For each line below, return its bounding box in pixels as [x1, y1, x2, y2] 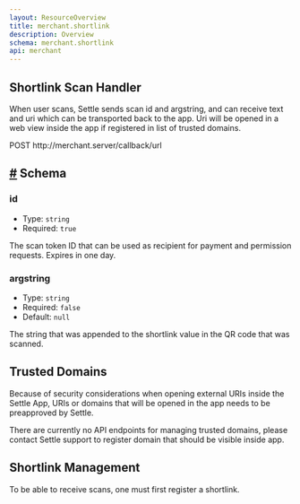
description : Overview [9, 30, 94, 39]
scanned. [9, 338, 44, 349]
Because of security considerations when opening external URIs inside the [9, 387, 285, 399]
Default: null [21, 311, 70, 322]
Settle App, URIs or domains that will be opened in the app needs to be [9, 397, 270, 408]
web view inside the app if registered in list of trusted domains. [9, 122, 242, 133]
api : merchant [9, 47, 63, 56]
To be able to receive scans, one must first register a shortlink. [9, 483, 240, 494]
